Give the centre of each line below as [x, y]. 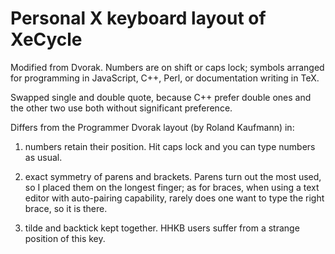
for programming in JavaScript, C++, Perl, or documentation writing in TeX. [165, 78]
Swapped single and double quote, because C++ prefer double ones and [161, 97]
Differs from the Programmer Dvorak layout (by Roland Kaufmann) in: [152, 127]
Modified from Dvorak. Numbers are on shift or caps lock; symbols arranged [167, 67]
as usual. [43, 157]
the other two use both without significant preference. [121, 108]
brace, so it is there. [66, 208]
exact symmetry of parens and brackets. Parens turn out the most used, [173, 176]
